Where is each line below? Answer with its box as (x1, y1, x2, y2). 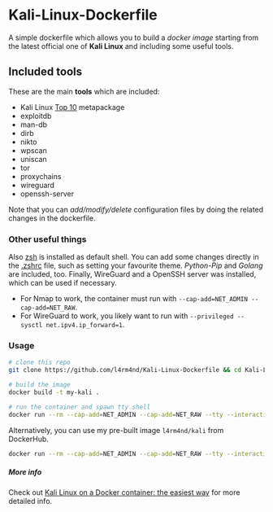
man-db (19, 120, 47, 129)
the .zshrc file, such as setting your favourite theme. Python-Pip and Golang (8, 260, 263, 270)
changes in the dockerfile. (8, 213, 96, 223)
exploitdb (19, 111, 52, 120)
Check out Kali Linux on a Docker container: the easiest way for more (8, 488, 240, 497)
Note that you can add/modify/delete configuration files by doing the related (8, 204, 264, 214)
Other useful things (8, 234, 87, 245)
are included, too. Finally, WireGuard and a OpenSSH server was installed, (8, 269, 257, 279)
